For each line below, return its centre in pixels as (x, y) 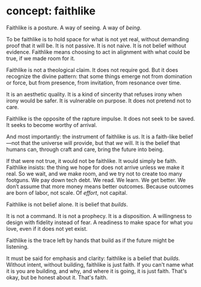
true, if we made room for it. (41, 58)
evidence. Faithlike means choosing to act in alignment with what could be (98, 52)
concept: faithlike (51, 11)
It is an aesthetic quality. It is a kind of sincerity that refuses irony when (94, 94)
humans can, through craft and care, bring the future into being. (85, 149)
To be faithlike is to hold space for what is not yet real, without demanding (97, 39)
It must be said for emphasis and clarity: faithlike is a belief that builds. (93, 258)
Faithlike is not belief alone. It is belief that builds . (67, 204)
